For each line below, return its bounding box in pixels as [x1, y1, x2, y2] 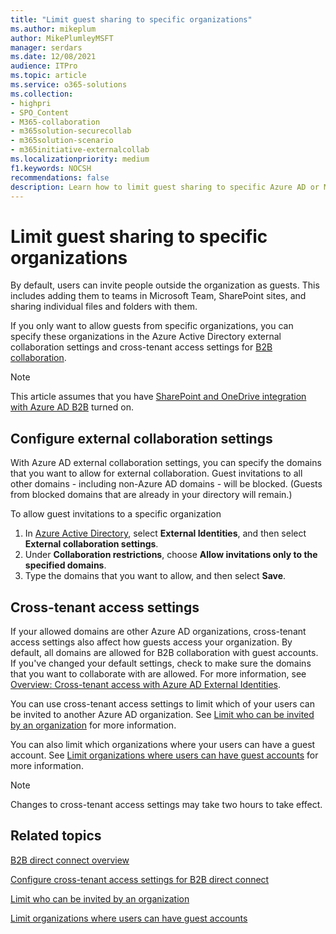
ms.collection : [10, 89, 74, 99]
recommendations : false [10, 172, 110, 183]
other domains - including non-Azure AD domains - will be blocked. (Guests [10, 478, 323, 490]
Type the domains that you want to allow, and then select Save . [24, 570, 287, 582]
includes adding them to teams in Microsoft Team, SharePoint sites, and [10, 290, 307, 302]
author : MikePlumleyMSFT [10, 33, 114, 43]
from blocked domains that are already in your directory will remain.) [10, 489, 293, 501]
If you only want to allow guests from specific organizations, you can [10, 320, 294, 332]
